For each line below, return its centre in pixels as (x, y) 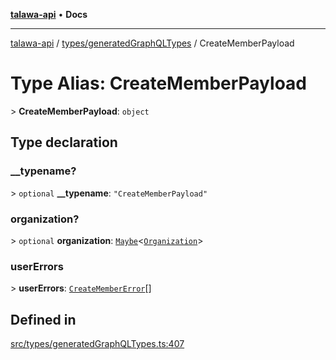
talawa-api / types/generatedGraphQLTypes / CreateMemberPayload (152, 43)
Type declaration (64, 142)
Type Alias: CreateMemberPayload (158, 83)
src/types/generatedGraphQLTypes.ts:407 (97, 344)
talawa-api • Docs (49, 14)
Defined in (43, 319)
